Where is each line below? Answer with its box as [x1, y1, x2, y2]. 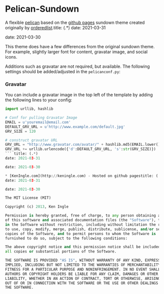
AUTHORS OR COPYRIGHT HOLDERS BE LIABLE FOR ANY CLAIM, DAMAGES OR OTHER [5, 272, 159, 276]
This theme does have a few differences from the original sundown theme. [5, 43, 155, 49]
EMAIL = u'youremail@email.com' [5, 119, 71, 125]
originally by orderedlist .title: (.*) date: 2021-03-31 [5, 24, 106, 30]
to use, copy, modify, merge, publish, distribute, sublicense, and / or [5, 227, 154, 232]
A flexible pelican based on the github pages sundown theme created [5, 20, 145, 25]
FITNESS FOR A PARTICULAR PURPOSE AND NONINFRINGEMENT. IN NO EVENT [5, 267, 147, 272]
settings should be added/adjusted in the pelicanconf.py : [5, 68, 121, 74]
